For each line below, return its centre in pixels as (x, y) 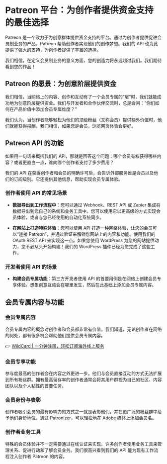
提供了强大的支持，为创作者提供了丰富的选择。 (53, 50)
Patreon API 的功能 (34, 143)
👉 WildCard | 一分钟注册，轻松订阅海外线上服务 (55, 346)
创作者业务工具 (23, 432)
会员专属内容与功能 (35, 302)
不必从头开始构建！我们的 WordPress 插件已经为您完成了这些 (88, 246)
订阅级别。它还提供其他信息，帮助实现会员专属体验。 (68, 179)
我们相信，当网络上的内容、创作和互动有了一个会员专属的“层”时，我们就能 (81, 96)
